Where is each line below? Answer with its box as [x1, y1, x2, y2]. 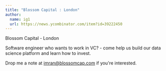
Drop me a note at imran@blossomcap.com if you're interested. [5, 60, 137, 66]
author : [5, 12, 22, 17]
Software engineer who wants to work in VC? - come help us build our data [5, 45, 161, 51]
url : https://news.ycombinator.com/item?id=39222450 [10, 21, 123, 27]
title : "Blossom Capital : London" [5, 7, 80, 13]
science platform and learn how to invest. [5, 50, 91, 56]
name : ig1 [10, 17, 30, 22]
